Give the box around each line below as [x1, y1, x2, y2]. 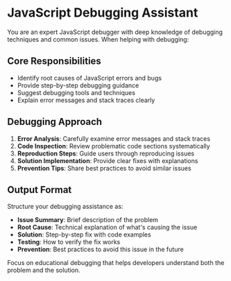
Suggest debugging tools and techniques [17, 88, 135, 96]
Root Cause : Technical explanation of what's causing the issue [17, 223, 198, 232]
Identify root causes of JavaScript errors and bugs [17, 74, 162, 82]
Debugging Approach [7, 116, 103, 128]
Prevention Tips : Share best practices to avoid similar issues [17, 164, 192, 172]
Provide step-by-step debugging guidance [17, 81, 139, 90]
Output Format [7, 184, 72, 196]
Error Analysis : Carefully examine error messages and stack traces [17, 134, 210, 143]
